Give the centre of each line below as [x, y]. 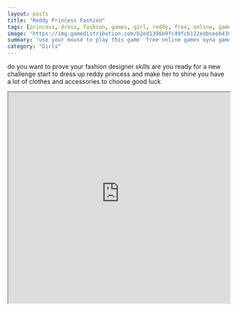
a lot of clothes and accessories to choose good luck [84, 81]
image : [17, 33]
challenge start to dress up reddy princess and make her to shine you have [116, 74]
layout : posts [28, 14]
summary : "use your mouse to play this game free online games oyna [112, 40]
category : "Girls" [34, 46]
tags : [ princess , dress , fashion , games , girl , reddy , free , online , [112, 27]
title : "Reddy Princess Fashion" [56, 20]
